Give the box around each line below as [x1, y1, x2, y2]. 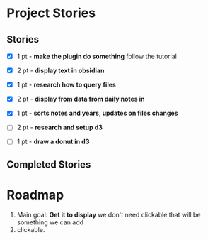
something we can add [16, 218, 84, 227]
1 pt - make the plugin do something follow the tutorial [16, 52, 178, 60]
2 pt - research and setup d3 [16, 123, 103, 132]
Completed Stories [6, 158, 91, 170]
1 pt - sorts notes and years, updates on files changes [16, 109, 178, 118]
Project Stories [6, 5, 96, 21]
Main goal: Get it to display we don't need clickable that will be [16, 210, 201, 219]
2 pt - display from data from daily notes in [16, 94, 145, 104]
